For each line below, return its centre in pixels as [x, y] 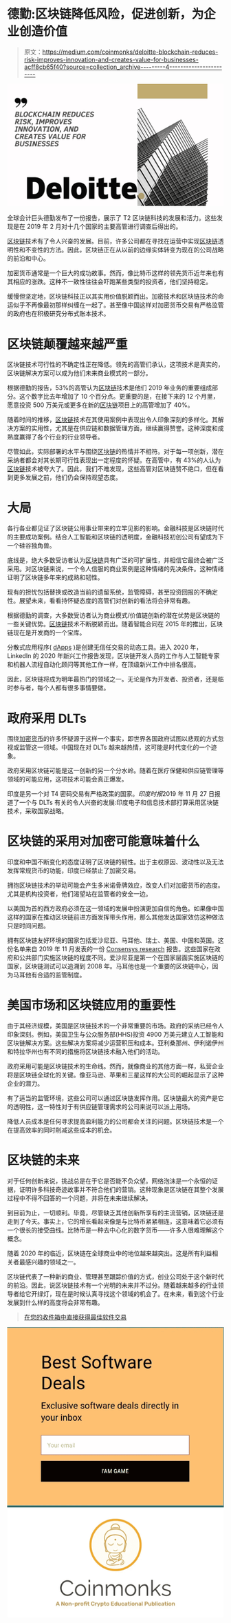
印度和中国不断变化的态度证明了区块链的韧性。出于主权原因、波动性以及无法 [115, 862]
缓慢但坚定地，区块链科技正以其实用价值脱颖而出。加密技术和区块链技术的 [112, 297]
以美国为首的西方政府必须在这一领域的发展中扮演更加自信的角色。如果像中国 [115, 908]
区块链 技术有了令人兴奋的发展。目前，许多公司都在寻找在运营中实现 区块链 [112, 241]
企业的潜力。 [25, 1084]
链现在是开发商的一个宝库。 [46, 633]
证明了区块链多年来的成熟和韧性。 [55, 577]
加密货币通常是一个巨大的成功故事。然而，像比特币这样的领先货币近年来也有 [115, 273]
